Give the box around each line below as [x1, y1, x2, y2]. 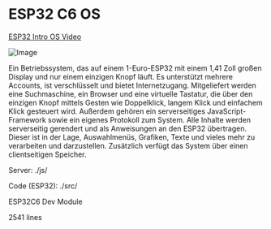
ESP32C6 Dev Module [8, 197, 83, 206]
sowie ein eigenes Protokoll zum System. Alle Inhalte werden [47, 114, 252, 124]
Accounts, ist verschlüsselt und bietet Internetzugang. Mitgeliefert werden [8, 80, 257, 90]
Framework [8, 114, 46, 124]
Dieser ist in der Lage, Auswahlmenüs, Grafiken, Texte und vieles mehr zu [8, 132, 256, 142]
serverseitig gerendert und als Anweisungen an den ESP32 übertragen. [8, 123, 247, 133]
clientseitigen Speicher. [8, 149, 87, 159]
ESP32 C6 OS [8, 5, 101, 24]
